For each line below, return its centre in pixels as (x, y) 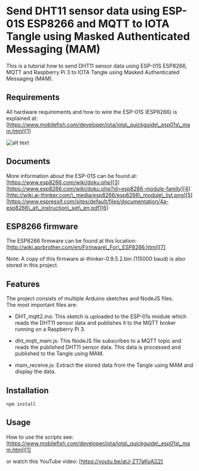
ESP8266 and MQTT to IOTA (98, 24)
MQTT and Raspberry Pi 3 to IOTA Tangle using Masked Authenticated (93, 72)
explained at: (22, 118)
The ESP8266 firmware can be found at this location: (71, 241)
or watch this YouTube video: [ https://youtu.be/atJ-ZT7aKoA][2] (85, 461)
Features (23, 284)
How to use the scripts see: (40, 437)
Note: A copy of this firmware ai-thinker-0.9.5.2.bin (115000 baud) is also (96, 259)
